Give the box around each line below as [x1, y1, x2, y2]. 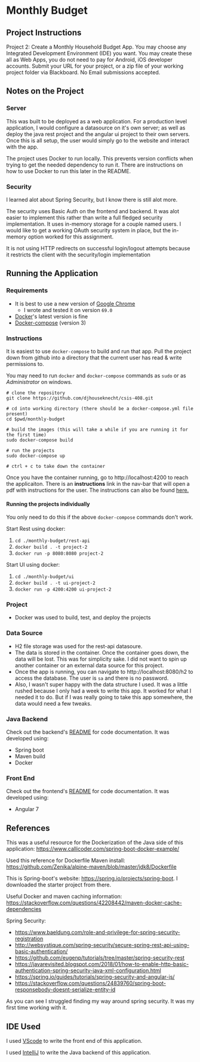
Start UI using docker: [6, 561, 60, 568]
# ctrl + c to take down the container [6, 463, 106, 469]
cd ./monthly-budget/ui [14, 574, 75, 580]
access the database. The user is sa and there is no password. [14, 674, 169, 682]
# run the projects [6, 447, 55, 453]
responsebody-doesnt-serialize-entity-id [14, 986, 116, 993]
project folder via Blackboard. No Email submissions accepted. [6, 69, 161, 75]
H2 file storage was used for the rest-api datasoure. [14, 642, 143, 650]
